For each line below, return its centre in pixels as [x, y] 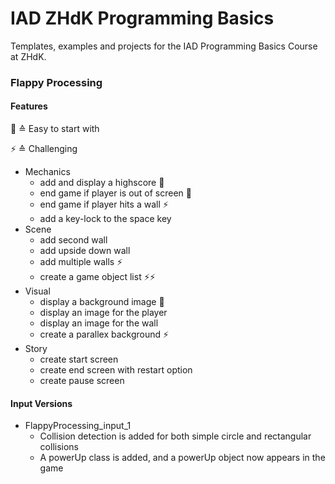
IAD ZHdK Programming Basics [142, 18]
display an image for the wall [99, 323]
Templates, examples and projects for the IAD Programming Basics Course [164, 46]
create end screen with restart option [116, 370]
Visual [37, 291]
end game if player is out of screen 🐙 [116, 193]
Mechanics [47, 172]
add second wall [73, 240]
